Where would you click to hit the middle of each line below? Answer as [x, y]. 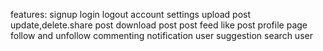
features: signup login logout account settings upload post [130, 14]
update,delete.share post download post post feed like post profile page [159, 25]
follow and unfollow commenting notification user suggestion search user [161, 35]
